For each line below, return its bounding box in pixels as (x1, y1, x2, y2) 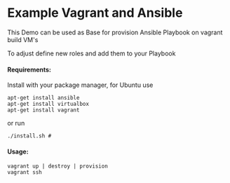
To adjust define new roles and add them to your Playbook (7, 49, 176, 57)
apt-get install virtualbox (7, 100, 90, 108)
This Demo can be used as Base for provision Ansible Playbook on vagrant (7, 28, 223, 36)
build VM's (7, 35, 39, 43)
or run (7, 119, 25, 128)
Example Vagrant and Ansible (7, 5, 183, 21)
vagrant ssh (7, 169, 42, 176)
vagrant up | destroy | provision (7, 163, 109, 170)
